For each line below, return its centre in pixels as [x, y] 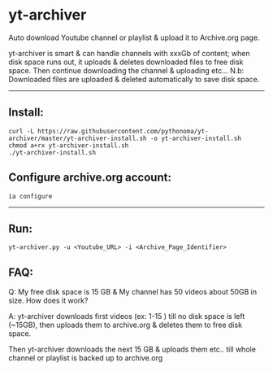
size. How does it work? [48, 301]
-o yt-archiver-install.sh [196, 138]
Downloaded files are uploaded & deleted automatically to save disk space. [134, 79]
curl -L [22, 131]
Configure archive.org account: [90, 178]
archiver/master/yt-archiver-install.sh [78, 138]
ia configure [30, 196]
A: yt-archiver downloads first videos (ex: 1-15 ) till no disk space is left [127, 316]
